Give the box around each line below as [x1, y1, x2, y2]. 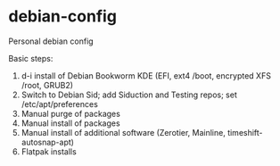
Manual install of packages [21, 118, 121, 129]
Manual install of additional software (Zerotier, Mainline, [21, 127, 226, 137]
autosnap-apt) [21, 137, 75, 147]
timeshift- [227, 127, 264, 137]
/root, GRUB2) [21, 79, 73, 90]
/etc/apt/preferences [21, 98, 99, 109]
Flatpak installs [21, 145, 77, 157]
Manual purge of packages [21, 108, 121, 119]
